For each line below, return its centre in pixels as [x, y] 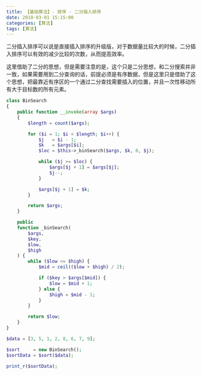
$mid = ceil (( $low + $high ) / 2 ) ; [81, 267]
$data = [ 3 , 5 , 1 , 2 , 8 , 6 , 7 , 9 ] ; [51, 339]
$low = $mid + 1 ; [71, 284]
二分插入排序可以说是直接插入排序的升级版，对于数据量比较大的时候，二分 [98, 46]
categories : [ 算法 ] [30, 23]
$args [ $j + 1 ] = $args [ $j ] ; [84, 167]
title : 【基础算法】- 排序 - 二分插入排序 [54, 12]
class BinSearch [26, 101]
